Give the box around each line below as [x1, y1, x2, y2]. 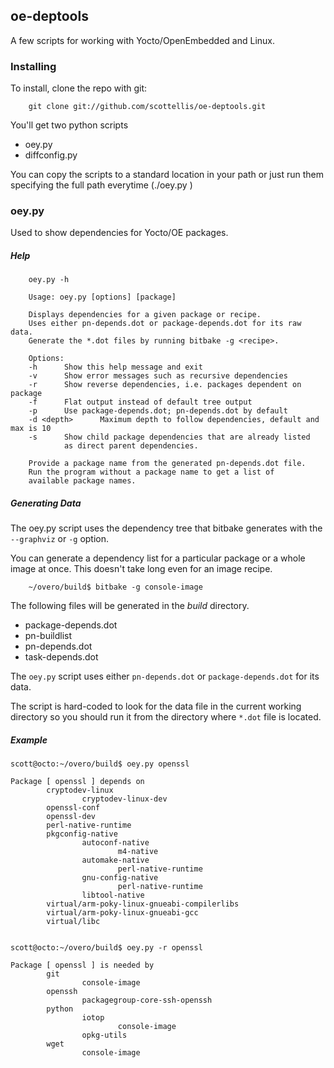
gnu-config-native [81, 873, 159, 883]
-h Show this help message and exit [28, 362, 203, 373]
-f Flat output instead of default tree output [28, 397, 253, 408]
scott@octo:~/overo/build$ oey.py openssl [10, 759, 190, 769]
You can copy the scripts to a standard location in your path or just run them [10, 169, 324, 181]
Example [10, 734, 48, 746]
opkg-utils [81, 1030, 128, 1041]
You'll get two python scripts [10, 119, 129, 131]
